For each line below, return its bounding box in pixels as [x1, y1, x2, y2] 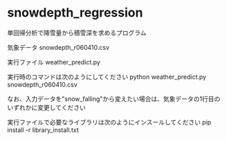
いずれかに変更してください [7, 103, 87, 111]
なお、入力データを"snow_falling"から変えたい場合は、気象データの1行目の [7, 95, 221, 103]
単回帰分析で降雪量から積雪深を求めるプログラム [7, 28, 147, 37]
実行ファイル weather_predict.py [7, 57, 100, 66]
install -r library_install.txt [7, 126, 79, 134]
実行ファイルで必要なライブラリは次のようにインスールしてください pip [7, 117, 212, 126]
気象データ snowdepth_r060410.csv [7, 43, 109, 51]
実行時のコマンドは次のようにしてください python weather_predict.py [7, 73, 206, 81]
